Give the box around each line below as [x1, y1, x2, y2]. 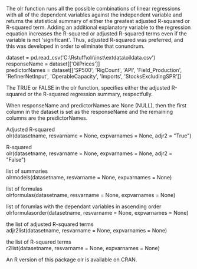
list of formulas [6, 185, 43, 192]
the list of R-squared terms [6, 238, 72, 245]
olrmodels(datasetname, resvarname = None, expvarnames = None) [6, 174, 172, 181]
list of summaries [6, 168, 48, 175]
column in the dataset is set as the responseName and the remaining [6, 109, 173, 115]
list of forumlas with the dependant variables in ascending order [6, 203, 162, 210]
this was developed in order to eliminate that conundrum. [6, 42, 145, 50]
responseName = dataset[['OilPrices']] [6, 60, 100, 67]
